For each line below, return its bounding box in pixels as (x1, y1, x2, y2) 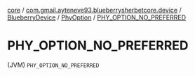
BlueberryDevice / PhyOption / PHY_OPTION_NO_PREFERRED (7, 13, 187, 22)
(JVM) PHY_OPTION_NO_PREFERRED (7, 61, 100, 69)
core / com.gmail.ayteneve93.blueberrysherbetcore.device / (7, 6, 182, 14)
